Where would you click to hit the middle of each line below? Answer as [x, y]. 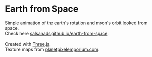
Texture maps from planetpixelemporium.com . [52, 49]
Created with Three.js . [28, 44]
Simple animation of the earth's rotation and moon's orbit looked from [76, 23]
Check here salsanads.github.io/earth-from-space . [57, 33]
